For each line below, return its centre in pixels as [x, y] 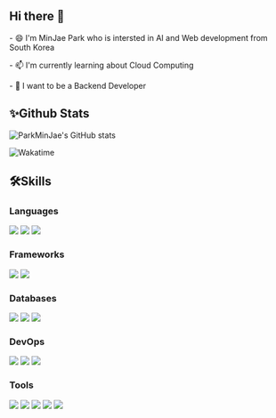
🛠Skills [30, 182]
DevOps [27, 342]
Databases [33, 298]
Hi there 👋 [37, 16]
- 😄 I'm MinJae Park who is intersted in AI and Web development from [139, 37]
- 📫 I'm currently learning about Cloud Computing [101, 65]
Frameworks [37, 254]
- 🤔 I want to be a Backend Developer [78, 85]
